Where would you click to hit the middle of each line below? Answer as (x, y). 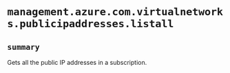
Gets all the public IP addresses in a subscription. (77, 62)
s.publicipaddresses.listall (91, 24)
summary (23, 47)
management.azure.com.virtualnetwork (115, 12)
